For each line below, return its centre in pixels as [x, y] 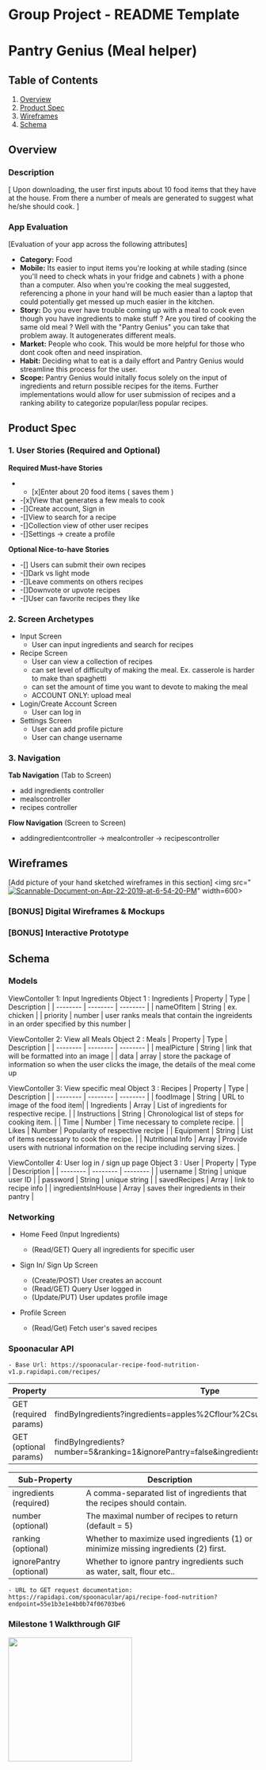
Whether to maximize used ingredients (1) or [169, 1539]
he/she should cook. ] [44, 206]
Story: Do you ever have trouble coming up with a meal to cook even [132, 310]
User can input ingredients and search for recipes [112, 645]
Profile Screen [43, 1313]
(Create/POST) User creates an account [97, 1281]
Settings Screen [46, 721]
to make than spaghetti [69, 679]
